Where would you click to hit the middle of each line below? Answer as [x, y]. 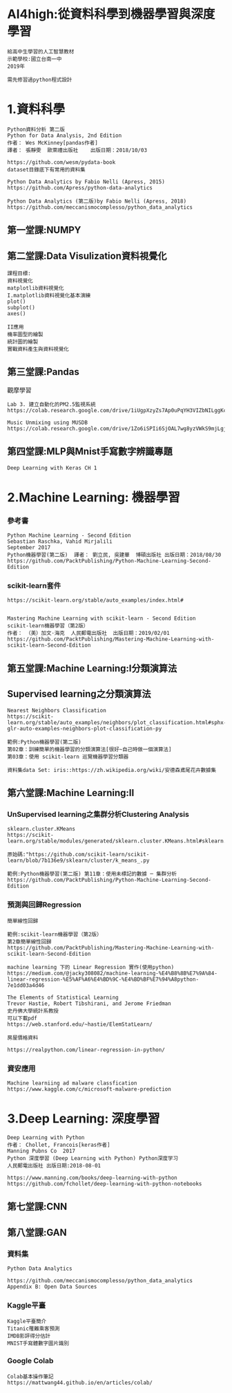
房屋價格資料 [23, 1037]
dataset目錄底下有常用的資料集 [46, 169]
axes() [17, 314]
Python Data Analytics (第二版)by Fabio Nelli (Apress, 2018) [97, 201]
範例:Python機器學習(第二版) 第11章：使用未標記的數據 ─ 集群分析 [92, 874]
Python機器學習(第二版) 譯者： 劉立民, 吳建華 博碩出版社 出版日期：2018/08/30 [114, 555]
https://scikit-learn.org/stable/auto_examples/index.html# [96, 600]
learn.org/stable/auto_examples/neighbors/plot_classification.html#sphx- [117, 722]
